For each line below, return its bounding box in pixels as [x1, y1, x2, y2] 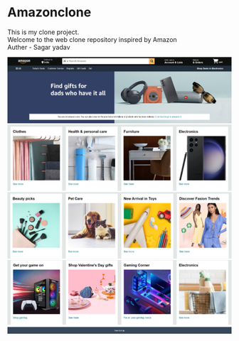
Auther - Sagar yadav [7, 43, 70, 51]
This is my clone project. [7, 28, 80, 36]
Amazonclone [7, 4, 92, 21]
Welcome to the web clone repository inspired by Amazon [7, 35, 178, 43]
